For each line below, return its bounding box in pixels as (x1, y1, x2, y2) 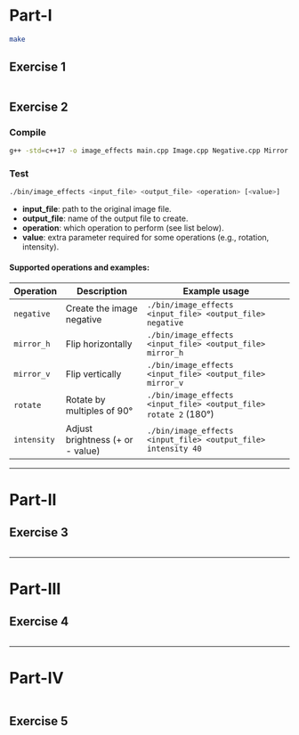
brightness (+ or (65, 433, 133, 445)
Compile (9, 126, 46, 138)
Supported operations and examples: (9, 262, 149, 273)
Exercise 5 (9, 714, 69, 729)
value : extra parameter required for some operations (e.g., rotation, (21, 233, 270, 243)
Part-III (9, 578, 61, 599)
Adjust (65, 422, 93, 435)
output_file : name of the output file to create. (21, 213, 189, 224)
